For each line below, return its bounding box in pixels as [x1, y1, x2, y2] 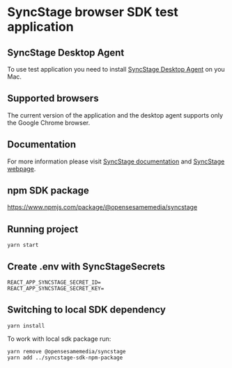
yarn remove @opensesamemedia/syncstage [7, 348, 127, 355]
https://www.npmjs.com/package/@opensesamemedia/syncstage [7, 203, 198, 211]
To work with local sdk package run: [7, 335, 111, 343]
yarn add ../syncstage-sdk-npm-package [7, 354, 123, 361]
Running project [7, 223, 79, 235]
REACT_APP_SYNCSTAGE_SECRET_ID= [7, 279, 101, 286]
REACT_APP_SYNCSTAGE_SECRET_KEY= [7, 285, 105, 292]
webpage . [7, 164, 36, 173]
